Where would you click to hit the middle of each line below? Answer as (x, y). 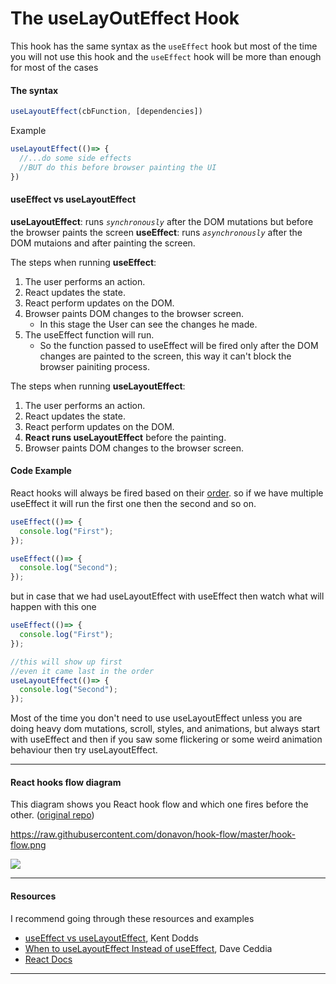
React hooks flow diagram (66, 782)
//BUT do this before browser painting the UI (118, 167)
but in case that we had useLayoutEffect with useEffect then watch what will (167, 596)
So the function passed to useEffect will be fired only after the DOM (179, 345)
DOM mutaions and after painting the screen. (103, 243)
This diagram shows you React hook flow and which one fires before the (159, 804)
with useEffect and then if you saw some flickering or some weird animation (166, 739)
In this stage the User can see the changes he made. (148, 324)
